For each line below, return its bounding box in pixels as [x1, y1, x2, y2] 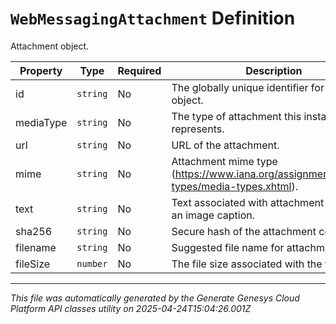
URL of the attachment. [171, 138, 280, 152]
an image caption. [171, 208, 256, 222]
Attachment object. [10, 40, 90, 52]
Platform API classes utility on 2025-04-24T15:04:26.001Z [10, 302, 252, 314]
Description [245, 63, 303, 77]
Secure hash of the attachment [171, 224, 317, 238]
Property [19, 63, 63, 77]
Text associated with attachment [171, 195, 325, 209]
